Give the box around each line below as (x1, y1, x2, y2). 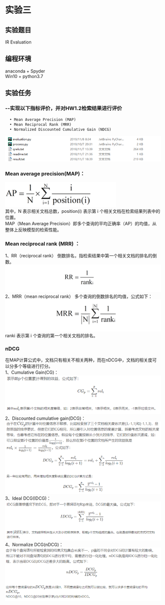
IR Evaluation (5, 39, 32, 45)
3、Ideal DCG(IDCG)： (5, 495, 51, 501)
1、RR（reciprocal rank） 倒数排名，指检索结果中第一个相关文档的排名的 (5, 252, 153, 258)
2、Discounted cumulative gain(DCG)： (5, 415, 86, 421)
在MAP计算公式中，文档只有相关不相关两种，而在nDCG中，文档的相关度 (5, 357, 153, 363)
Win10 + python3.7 (5, 73, 43, 79)
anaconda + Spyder (5, 68, 45, 74)
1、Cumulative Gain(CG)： (5, 369, 59, 375)
